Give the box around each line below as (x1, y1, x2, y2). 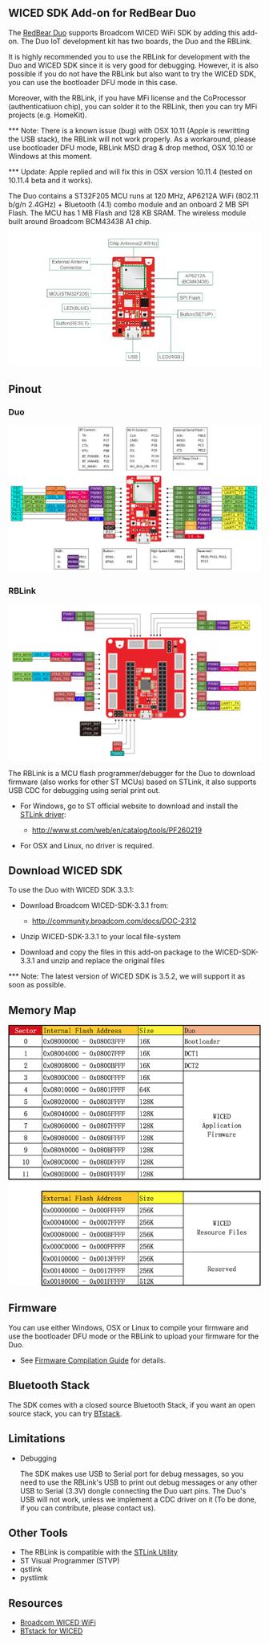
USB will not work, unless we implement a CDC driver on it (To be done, (19, 1494, 257, 1504)
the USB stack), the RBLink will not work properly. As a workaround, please (8, 134, 256, 144)
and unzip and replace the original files (36, 956, 166, 966)
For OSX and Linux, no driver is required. (19, 840, 155, 850)
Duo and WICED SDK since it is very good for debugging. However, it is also (8, 60, 259, 70)
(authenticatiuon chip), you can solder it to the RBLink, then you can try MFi (8, 101, 258, 111)
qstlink (19, 1564, 42, 1574)
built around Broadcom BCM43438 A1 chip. (8, 216, 152, 226)
